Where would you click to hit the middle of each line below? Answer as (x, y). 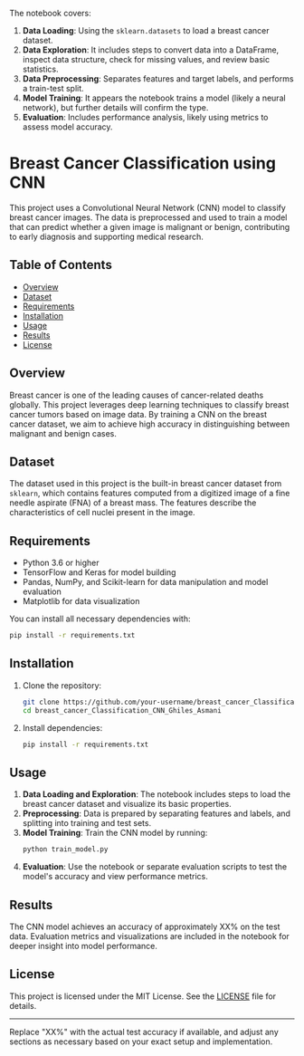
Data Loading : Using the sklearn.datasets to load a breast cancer (146, 30)
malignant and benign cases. (63, 433)
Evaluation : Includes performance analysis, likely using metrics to (145, 117)
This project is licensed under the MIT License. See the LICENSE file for (143, 996)
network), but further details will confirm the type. (115, 107)
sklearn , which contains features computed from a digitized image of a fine (150, 494)
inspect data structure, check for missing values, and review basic (146, 59)
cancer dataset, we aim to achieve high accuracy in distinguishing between (150, 424)
